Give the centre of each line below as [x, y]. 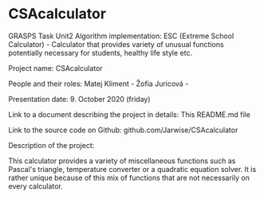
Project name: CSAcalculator [55, 68]
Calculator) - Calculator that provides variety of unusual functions [116, 44]
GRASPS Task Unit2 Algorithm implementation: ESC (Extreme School [121, 36]
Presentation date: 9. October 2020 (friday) [79, 99]
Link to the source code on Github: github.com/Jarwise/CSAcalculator [123, 130]
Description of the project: [51, 145]
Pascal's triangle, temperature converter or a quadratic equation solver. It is [132, 169]
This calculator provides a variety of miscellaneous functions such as [122, 161]
